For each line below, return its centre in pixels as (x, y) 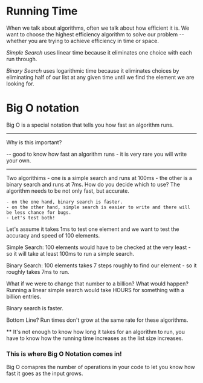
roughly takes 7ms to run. (38, 271)
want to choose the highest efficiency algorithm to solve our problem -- (95, 34)
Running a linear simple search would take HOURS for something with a (95, 290)
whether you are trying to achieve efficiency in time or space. (82, 41)
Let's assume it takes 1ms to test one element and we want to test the (93, 229)
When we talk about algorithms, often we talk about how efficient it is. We (98, 28)
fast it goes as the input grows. (45, 373)
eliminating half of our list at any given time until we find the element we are (100, 77)
